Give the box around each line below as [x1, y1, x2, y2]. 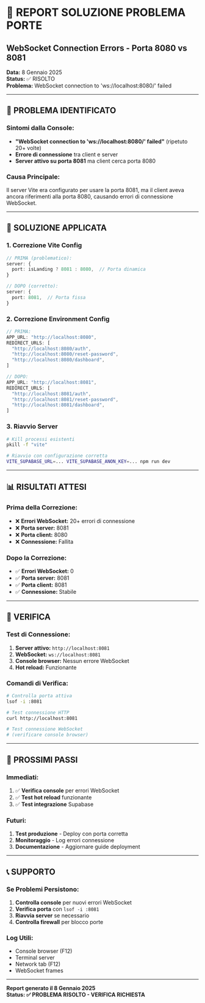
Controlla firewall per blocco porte [15, 918, 104, 925]
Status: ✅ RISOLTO [6, 75, 55, 82]
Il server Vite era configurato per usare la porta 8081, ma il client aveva [6, 186, 184, 193]
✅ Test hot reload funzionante [15, 793, 92, 801]
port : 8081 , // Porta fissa [12, 294, 86, 300]
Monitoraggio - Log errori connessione [15, 837, 115, 844]
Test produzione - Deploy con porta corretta [15, 830, 128, 837]
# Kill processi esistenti [6, 436, 75, 442]
